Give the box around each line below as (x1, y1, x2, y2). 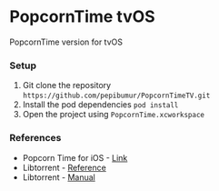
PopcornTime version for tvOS (9, 36, 124, 47)
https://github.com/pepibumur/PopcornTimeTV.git (22, 91, 211, 101)
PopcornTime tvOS (9, 6, 156, 27)
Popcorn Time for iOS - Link (22, 152, 128, 163)
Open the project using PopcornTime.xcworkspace (22, 109, 204, 120)
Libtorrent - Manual (22, 171, 95, 183)
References (9, 132, 62, 145)
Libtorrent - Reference (22, 162, 106, 173)
